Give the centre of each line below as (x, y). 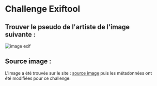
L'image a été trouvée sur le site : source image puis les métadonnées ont (78, 73)
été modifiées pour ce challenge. (38, 78)
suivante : (20, 34)
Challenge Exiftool (43, 9)
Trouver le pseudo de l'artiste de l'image (67, 27)
